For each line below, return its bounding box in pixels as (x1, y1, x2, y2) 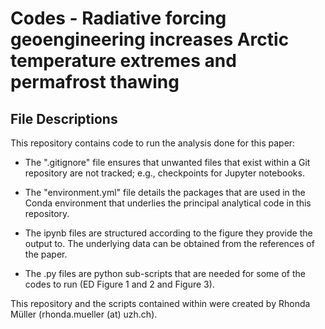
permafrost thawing (10, 71, 180, 94)
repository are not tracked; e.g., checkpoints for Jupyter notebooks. (24, 167, 305, 179)
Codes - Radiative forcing (10, 7, 227, 30)
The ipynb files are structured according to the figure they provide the (24, 227, 313, 239)
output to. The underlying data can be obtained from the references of (24, 238, 315, 249)
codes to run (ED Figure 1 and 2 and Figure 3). (24, 278, 215, 290)
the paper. (24, 248, 68, 260)
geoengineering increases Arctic (10, 28, 290, 51)
